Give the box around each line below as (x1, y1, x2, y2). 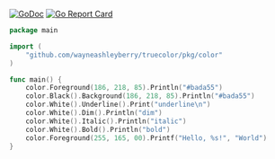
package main (9, 26, 58, 35)
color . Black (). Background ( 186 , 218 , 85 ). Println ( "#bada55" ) (25, 92, 255, 101)
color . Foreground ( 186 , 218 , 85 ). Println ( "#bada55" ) (25, 84, 223, 93)
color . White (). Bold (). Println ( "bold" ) (25, 125, 171, 134)
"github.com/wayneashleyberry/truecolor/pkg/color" (25, 50, 223, 59)
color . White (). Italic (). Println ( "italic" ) (25, 117, 187, 126)
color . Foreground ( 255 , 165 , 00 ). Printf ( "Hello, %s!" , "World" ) (25, 133, 268, 143)
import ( (9, 41, 42, 51)
